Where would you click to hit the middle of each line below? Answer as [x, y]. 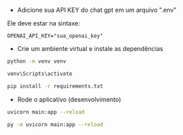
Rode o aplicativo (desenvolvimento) [69, 99]
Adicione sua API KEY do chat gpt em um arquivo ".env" [97, 10]
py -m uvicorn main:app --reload [55, 124]
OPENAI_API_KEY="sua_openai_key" [55, 36]
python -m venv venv [37, 61]
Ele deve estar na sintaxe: [44, 23]
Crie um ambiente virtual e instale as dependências [90, 49]
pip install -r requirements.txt [55, 86]
